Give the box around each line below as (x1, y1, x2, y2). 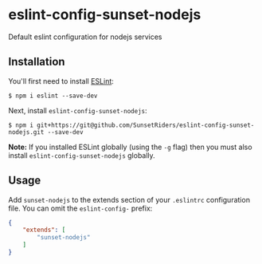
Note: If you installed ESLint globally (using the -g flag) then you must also (8, 142, 252, 152)
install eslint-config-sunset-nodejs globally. (8, 150, 155, 160)
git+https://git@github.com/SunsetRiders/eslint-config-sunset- (37, 121, 255, 129)
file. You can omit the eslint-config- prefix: (8, 203, 153, 213)
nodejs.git (8, 128, 45, 136)
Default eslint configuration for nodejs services (8, 32, 162, 41)
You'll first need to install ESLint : (8, 76, 114, 85)
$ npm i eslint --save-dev (8, 92, 98, 100)
